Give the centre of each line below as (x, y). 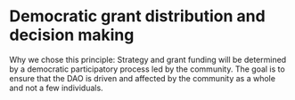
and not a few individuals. (57, 88)
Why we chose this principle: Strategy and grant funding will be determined (148, 59)
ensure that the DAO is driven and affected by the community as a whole (143, 78)
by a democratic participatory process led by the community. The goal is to (147, 69)
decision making (72, 35)
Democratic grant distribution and (137, 16)
